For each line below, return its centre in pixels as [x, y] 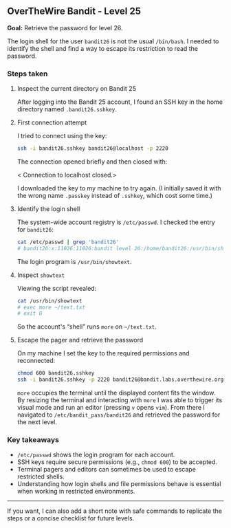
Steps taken [27, 74]
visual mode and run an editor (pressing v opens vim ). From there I [111, 408]
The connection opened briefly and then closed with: [92, 162]
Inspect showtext [41, 275]
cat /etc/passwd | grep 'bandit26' [68, 242]
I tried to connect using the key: [62, 136]
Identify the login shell [48, 208]
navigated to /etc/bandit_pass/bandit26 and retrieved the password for [119, 415]
